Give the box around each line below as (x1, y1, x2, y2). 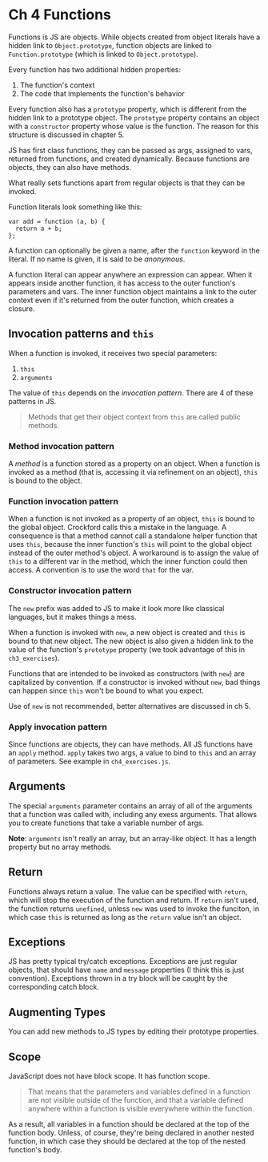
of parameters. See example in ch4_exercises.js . (8, 756, 170, 766)
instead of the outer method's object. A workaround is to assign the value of (8, 548, 259, 558)
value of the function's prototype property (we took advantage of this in (8, 644, 246, 654)
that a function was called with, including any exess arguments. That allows (8, 809, 258, 819)
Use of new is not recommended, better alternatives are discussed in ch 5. (8, 701, 251, 711)
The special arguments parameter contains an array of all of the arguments (8, 800, 253, 811)
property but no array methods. (8, 842, 112, 852)
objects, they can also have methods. (8, 162, 132, 172)
